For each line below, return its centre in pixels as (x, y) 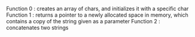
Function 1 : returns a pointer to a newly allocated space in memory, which (97, 15)
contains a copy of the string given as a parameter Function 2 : (83, 21)
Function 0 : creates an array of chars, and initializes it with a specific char (97, 9)
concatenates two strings (37, 27)
